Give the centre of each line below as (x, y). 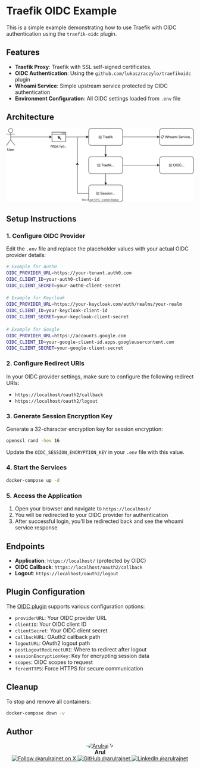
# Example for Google (33, 329)
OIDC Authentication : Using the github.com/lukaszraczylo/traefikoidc (103, 73)
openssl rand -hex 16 (33, 441)
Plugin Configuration (46, 592)
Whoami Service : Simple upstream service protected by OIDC (91, 86)
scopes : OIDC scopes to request (54, 662)
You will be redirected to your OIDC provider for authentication (91, 515)
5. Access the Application (44, 496)
